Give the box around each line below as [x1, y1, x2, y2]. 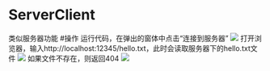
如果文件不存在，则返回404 [27, 53, 120, 63]
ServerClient [8, 6, 95, 24]
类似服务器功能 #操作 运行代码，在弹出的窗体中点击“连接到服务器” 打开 [8, 33, 255, 43]
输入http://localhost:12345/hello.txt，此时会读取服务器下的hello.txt [29, 43, 251, 53]
